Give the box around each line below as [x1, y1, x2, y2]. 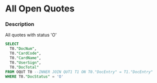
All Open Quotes [5, 3, 75, 14]
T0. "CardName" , [9, 56, 41, 61]
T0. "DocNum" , [9, 46, 37, 51]
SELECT [5, 42, 19, 47]
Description [5, 21, 34, 28]
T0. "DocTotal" [9, 65, 39, 70]
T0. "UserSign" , [9, 60, 41, 65]
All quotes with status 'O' [5, 32, 57, 38]
